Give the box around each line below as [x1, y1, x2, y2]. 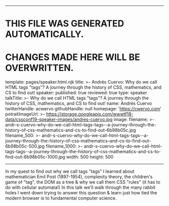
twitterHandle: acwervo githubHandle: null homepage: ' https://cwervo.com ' [5, 106, 162, 112]
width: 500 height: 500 [66, 154, 114, 160]
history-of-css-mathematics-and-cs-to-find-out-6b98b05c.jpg [5, 127, 136, 133]
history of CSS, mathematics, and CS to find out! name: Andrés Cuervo [5, 100, 152, 106]
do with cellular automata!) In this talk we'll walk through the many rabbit [5, 184, 155, 190]
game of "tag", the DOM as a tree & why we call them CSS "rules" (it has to [5, 179, 160, 185]
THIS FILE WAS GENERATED [5, 18, 124, 29]
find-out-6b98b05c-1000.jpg [5, 154, 65, 160]
